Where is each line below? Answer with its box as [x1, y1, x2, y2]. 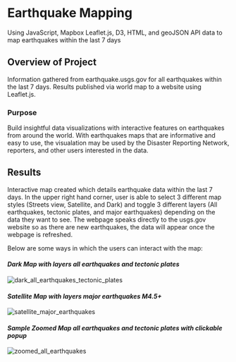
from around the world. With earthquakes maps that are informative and [7, 131, 216, 140]
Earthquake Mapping [7, 5, 132, 21]
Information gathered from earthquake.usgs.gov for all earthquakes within [7, 75, 222, 83]
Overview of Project [7, 56, 97, 68]
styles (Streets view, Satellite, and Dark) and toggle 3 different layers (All [7, 200, 218, 209]
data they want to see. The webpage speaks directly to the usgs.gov [7, 215, 206, 224]
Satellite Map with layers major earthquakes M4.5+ [7, 291, 162, 301]
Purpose [7, 107, 37, 117]
